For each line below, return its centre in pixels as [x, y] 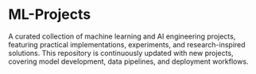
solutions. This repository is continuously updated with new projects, [121, 53]
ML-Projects [50, 15]
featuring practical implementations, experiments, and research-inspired [127, 44]
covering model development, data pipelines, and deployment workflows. [128, 61]
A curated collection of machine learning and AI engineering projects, [122, 36]
